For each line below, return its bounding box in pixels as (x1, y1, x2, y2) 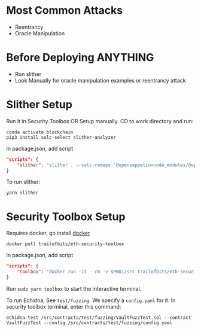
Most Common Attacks (6, 4, 123, 17)
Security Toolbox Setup (6, 210, 126, 223)
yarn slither (6, 190, 39, 196)
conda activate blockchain (6, 129, 74, 135)
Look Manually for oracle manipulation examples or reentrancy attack (14, 77, 186, 84)
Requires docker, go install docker (6, 230, 90, 237)
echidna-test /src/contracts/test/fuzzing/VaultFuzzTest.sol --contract (6, 315, 191, 321)
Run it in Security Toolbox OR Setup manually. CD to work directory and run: (6, 117, 194, 124)
